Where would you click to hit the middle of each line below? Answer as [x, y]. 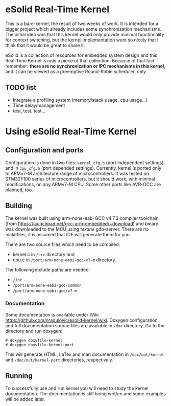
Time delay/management [39, 105]
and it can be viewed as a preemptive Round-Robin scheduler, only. [76, 71]
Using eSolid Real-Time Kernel [71, 131]
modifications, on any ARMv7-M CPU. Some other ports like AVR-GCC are [83, 184]
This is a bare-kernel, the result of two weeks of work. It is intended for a [82, 24]
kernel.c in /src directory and [44, 254]
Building [19, 206]
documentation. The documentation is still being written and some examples [86, 393]
